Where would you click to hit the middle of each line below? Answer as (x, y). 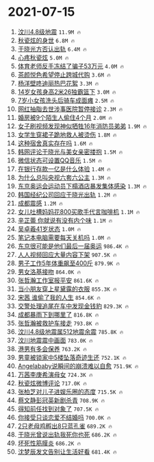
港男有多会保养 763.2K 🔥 (52, 349)
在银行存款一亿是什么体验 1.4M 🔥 (64, 169)
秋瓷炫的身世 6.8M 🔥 (46, 40)
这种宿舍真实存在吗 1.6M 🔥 (55, 143)
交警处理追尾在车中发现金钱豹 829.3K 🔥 (73, 306)
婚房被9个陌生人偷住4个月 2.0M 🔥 (65, 117)
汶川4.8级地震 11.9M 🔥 (49, 32)
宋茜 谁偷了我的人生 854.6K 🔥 (59, 297)
